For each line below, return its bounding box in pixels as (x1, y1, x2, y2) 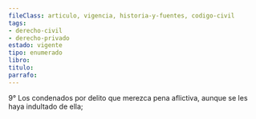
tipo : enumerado (8, 49, 63, 57)
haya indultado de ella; (8, 101, 83, 111)
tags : (8, 19, 26, 27)
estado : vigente (8, 42, 63, 50)
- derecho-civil (8, 26, 63, 34)
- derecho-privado (8, 34, 70, 42)
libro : (8, 57, 30, 65)
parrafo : (8, 71, 38, 79)
